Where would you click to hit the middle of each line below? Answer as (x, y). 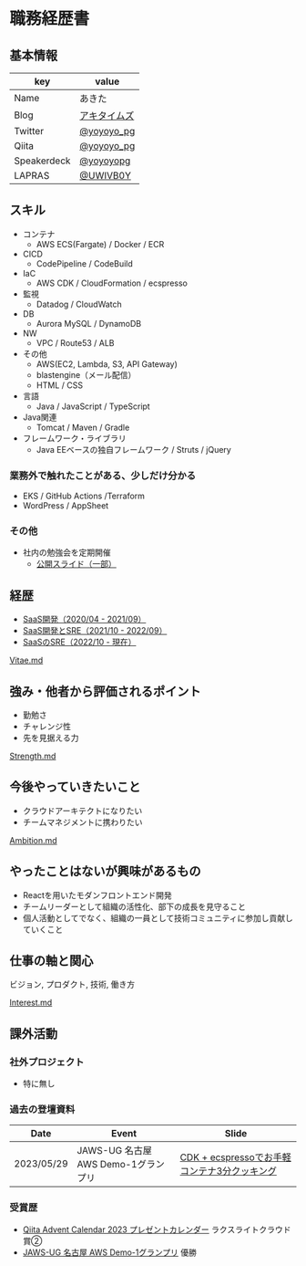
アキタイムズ (107, 115)
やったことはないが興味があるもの (105, 871)
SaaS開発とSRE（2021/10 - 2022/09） (95, 631)
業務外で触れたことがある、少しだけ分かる (103, 476)
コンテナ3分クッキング (229, 1171)
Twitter (29, 131)
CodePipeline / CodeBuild (85, 263)
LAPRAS (32, 176)
